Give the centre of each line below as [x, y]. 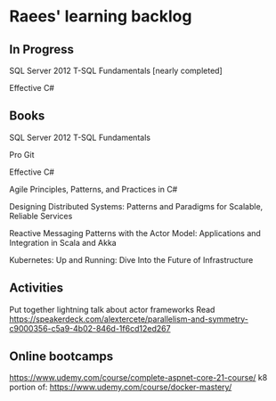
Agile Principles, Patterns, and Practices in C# [93, 189]
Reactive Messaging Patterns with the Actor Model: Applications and [135, 233]
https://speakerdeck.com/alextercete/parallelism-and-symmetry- [129, 319]
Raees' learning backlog [101, 16]
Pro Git [22, 154]
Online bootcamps [61, 357]
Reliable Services [41, 216]
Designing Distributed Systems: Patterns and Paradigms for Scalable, [136, 206]
